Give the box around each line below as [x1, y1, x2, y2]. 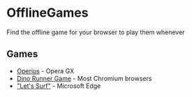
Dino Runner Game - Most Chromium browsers [16, 74, 152, 82]
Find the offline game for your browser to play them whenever [6, 28, 185, 36]
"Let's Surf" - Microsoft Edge [16, 82, 101, 90]
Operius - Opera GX [16, 66, 75, 75]
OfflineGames [6, 5, 89, 21]
